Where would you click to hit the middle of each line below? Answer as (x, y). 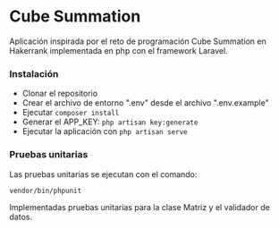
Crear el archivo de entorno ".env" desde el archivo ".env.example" (146, 103)
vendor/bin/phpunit (46, 191)
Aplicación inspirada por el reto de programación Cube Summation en (138, 41)
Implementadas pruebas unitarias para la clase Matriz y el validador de (139, 207)
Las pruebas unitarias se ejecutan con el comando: (103, 174)
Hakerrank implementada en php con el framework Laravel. (118, 50)
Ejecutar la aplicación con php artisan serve (105, 131)
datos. (21, 216)
